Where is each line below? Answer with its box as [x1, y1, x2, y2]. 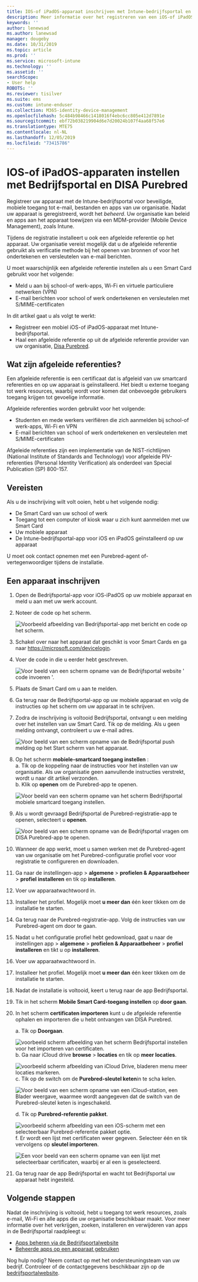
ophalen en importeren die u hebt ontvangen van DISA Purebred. [15, 1016, 173, 1023]
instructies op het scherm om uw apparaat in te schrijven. [15, 703, 155, 710]
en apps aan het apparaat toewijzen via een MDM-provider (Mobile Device [6, 216, 187, 223]
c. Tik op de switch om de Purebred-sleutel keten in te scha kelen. [15, 1075, 177, 1082]
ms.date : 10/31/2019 [6, 42, 58, 48]
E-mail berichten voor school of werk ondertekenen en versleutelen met [15, 294, 190, 301]
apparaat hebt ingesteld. [15, 1176, 75, 1183]
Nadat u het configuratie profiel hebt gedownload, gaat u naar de [15, 934, 173, 941]
